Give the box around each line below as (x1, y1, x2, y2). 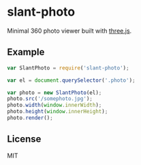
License (7, 134, 42, 145)
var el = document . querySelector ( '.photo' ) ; (7, 76, 136, 84)
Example (7, 46, 45, 58)
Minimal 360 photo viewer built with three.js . (7, 27, 132, 35)
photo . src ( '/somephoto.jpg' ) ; (7, 95, 93, 102)
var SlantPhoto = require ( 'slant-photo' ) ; (7, 64, 129, 72)
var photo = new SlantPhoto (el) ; (7, 89, 102, 96)
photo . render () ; (7, 115, 53, 121)
